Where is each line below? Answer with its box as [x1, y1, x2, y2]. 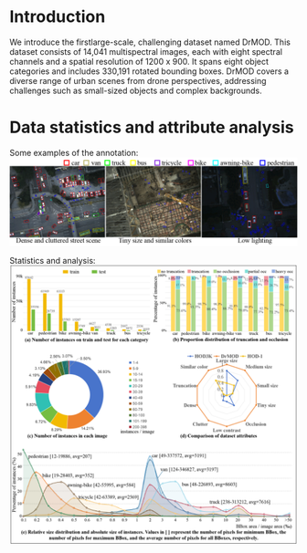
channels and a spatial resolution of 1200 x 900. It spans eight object [9, 56, 270, 67]
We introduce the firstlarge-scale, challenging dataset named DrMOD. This [9, 37, 291, 47]
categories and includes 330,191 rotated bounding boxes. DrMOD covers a [9, 66, 290, 77]
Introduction [9, 6, 106, 27]
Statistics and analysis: [9, 255, 96, 266]
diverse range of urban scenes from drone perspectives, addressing [9, 75, 267, 86]
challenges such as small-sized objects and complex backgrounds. [9, 85, 262, 96]
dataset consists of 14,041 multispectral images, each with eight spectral [9, 46, 283, 57]
